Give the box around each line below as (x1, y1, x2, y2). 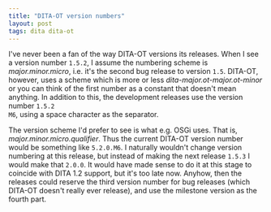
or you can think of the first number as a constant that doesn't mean (8, 84, 237, 93)
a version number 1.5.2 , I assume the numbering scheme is (8, 58, 209, 67)
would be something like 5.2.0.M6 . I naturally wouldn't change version (8, 143, 243, 153)
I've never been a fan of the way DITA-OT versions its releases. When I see (8, 50, 260, 59)
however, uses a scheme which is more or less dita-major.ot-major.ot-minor (8, 75, 263, 85)
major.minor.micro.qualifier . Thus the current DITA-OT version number (8, 134, 243, 144)
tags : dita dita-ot (8, 27, 75, 35)
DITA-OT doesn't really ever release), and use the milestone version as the (8, 186, 257, 196)
